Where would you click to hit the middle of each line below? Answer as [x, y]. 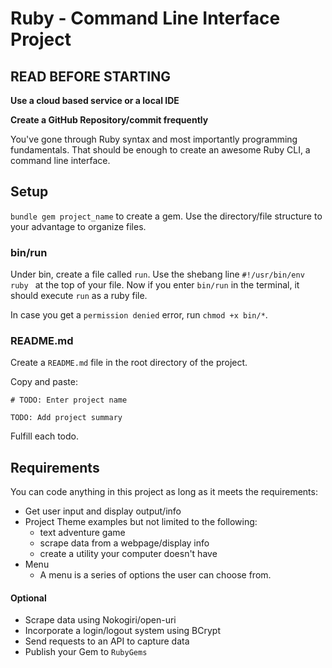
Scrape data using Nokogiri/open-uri [100, 620]
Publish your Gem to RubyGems [86, 652]
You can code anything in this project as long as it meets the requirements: [164, 492]
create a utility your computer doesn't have [128, 554]
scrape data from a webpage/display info [124, 543]
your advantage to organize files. [78, 226]
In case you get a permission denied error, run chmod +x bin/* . [139, 315]
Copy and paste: [44, 382]
